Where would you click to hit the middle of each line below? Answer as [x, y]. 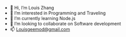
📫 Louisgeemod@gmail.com [40, 29]
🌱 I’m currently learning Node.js [43, 18]
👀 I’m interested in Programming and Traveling [58, 13]
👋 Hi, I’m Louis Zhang [32, 8]
